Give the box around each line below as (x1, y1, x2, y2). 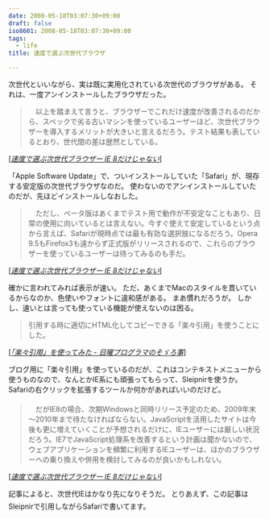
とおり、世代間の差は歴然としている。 (35, 137, 163, 146)
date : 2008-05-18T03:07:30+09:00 (8, 11, 121, 20)
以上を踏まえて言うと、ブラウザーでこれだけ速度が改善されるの (35, 106, 246, 116)
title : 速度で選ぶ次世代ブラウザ (8, 49, 106, 57)
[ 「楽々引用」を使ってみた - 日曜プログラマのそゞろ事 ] (8, 347, 187, 357)
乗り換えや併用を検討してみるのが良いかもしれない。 (49, 455, 226, 464)
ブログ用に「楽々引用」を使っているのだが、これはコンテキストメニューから (8, 364, 262, 374)
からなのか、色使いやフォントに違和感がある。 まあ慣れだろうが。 (14, 293, 236, 302)
